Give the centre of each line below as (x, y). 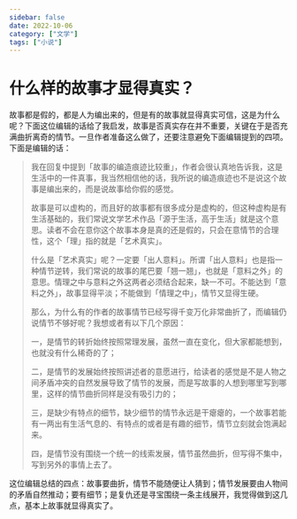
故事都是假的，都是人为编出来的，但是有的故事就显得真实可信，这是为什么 (145, 115)
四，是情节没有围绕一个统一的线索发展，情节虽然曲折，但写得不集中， (159, 453)
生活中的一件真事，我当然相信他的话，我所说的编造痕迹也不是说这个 (155, 178)
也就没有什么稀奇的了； (73, 353)
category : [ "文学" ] (44, 34)
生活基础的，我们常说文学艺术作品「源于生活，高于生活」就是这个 (151, 219)
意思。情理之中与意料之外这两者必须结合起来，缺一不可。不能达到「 (155, 282)
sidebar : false (37, 17)
